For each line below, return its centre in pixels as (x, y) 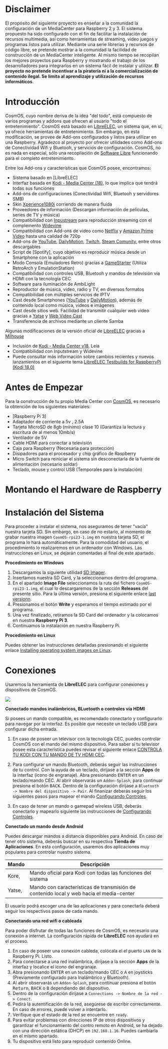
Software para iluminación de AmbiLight (53, 284)
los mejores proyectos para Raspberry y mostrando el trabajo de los (75, 60)
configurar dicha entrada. (31, 729)
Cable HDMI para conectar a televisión (52, 443)
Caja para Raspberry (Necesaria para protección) (63, 448)
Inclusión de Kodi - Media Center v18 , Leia (56, 346)
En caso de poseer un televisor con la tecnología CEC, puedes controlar (86, 739)
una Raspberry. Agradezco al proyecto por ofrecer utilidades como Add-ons (84, 142)
